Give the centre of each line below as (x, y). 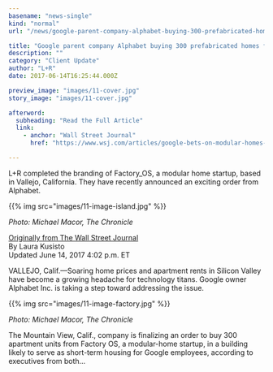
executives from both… (47, 361)
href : (39, 143)
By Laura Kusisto (37, 246)
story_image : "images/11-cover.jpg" (70, 98)
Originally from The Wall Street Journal (74, 237)
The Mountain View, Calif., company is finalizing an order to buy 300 (123, 335)
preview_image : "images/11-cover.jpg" (74, 90)
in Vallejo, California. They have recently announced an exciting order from (133, 182)
